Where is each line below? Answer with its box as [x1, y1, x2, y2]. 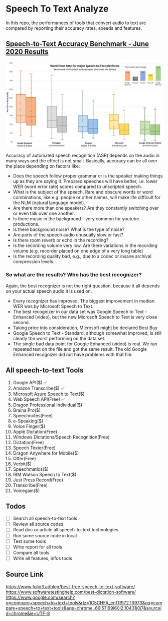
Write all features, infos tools [13, 555, 72, 561]
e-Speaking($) [13, 418, 44, 424]
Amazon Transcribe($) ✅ [13, 385, 65, 391]
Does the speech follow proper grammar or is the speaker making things [13, 173, 163, 179]
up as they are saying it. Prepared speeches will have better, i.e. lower [13, 178, 158, 184]
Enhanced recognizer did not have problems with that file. [13, 351, 133, 357]
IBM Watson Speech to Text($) [13, 471, 77, 477]
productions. [13, 221, 40, 227]
